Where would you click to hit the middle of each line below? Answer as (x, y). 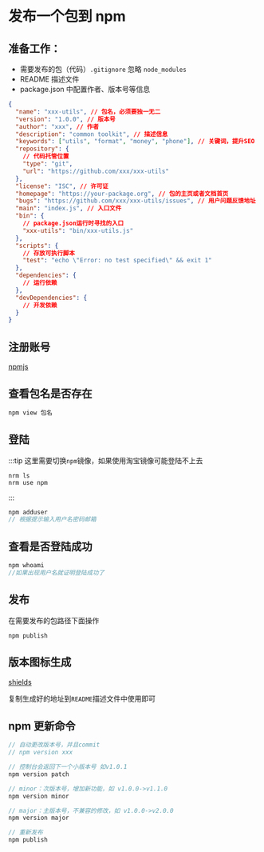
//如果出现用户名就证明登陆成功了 (57, 573)
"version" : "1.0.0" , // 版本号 (65, 119)
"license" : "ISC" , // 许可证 (62, 186)
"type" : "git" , (48, 164)
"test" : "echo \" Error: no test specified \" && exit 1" (118, 261)
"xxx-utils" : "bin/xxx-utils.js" (78, 230)
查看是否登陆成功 (50, 546)
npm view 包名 (31, 413)
